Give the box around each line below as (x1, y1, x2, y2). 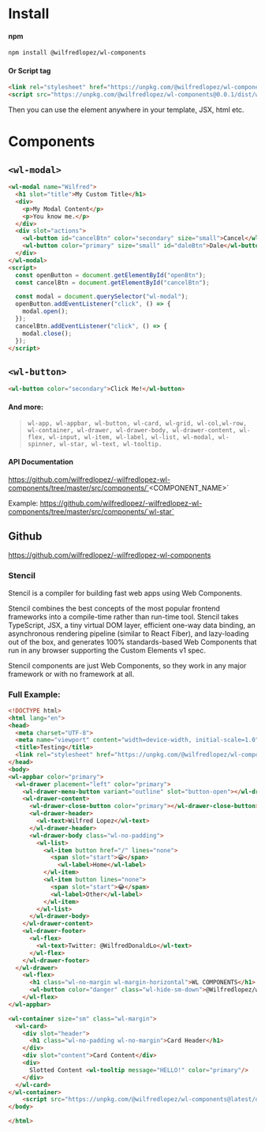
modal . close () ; (22, 329, 73, 337)
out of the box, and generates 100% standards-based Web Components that (8, 637, 257, 646)
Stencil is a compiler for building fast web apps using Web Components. (8, 588, 243, 597)
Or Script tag (8, 66, 51, 75)
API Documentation (8, 457, 73, 466)
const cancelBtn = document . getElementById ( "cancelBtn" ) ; (15, 278, 211, 287)
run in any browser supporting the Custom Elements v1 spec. (8, 645, 207, 655)
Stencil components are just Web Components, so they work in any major (8, 660, 247, 670)
